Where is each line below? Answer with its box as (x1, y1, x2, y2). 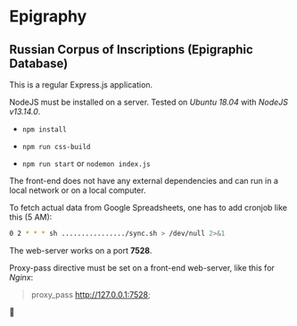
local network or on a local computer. (9, 185, 146, 196)
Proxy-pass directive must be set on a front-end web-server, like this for (9, 262, 275, 273)
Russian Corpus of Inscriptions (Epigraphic (9, 42, 254, 57)
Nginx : (9, 272, 34, 282)
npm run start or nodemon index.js (21, 158, 151, 169)
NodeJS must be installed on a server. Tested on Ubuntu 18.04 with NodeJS (9, 96, 288, 107)
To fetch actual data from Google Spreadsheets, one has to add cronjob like (9, 203, 288, 213)
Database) (9, 55, 69, 71)
